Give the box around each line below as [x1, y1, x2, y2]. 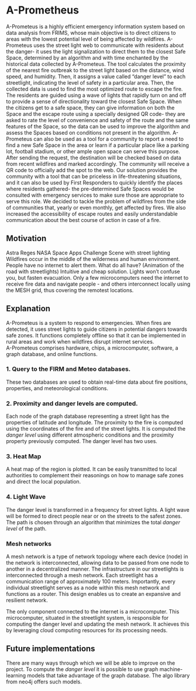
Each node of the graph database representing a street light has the [6, 412, 170, 420]
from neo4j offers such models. [6, 678, 82, 685]
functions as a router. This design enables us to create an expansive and [6, 591, 181, 598]
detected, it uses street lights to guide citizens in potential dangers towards [6, 326, 187, 333]
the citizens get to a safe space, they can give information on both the [6, 104, 175, 111]
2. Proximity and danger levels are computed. [6, 399, 138, 407]
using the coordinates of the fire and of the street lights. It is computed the [6, 425, 186, 432]
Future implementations [6, 644, 95, 654]
